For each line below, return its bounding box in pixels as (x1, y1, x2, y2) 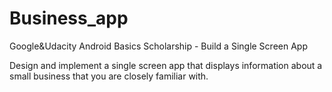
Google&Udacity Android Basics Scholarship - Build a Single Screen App (9, 40, 308, 52)
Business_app (9, 7, 129, 30)
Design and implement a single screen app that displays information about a (9, 59, 323, 71)
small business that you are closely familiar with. (9, 70, 209, 82)
